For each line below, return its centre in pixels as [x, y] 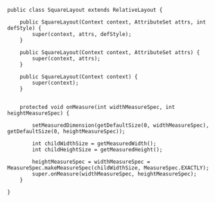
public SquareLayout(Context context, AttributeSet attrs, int [113, 22]
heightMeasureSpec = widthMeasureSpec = [91, 162]
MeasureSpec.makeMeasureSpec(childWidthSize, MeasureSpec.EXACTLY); [108, 168]
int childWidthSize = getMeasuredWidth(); [94, 144]
